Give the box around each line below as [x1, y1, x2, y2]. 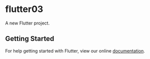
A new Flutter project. [5, 20, 50, 26]
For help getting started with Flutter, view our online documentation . [5, 47, 145, 53]
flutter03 [5, 3, 43, 15]
